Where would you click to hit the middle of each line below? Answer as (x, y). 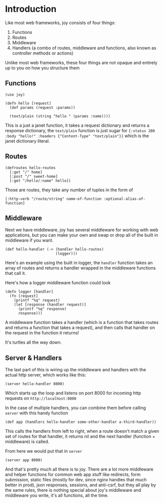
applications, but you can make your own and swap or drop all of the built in (82, 235)
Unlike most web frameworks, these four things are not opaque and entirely (81, 62)
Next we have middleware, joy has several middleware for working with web (82, 230)
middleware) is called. (27, 442)
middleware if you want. (29, 240)
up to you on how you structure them (42, 68)
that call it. (15, 273)
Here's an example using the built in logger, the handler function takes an (79, 263)
